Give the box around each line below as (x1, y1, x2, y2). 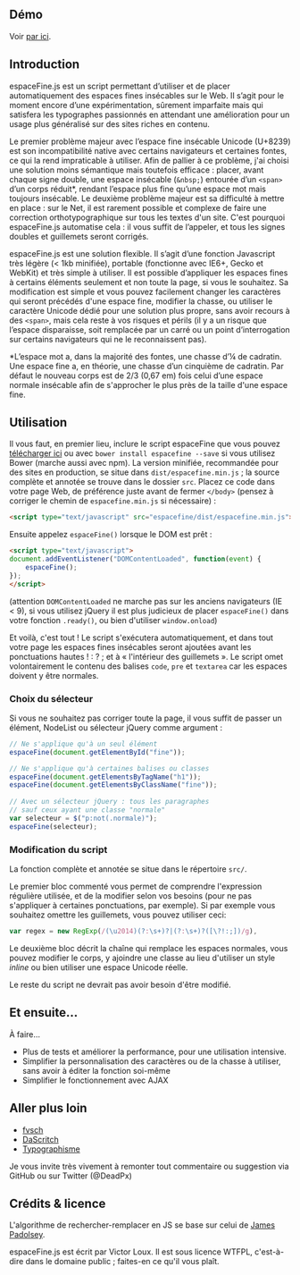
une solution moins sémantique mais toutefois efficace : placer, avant (9, 165, 264, 175)
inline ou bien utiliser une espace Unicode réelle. (9, 961, 188, 973)
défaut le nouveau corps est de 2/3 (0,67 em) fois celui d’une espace (9, 370, 263, 381)
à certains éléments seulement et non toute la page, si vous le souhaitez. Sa (9, 276, 288, 287)
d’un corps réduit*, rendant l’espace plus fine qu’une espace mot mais (9, 183, 266, 194)
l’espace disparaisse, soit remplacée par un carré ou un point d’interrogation (9, 324, 290, 334)
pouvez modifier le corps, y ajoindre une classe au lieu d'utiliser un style (9, 952, 275, 963)
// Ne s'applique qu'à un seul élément (9, 739, 158, 748)
